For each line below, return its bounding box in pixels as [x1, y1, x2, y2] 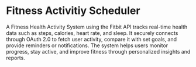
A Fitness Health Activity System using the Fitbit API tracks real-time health [6, 23, 188, 30]
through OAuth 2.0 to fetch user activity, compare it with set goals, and [6, 36, 177, 43]
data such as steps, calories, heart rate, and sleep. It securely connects [6, 29, 178, 36]
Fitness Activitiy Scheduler [6, 4, 140, 17]
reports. [6, 54, 25, 61]
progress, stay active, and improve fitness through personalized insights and [6, 48, 191, 55]
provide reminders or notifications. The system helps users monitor [6, 42, 169, 49]
